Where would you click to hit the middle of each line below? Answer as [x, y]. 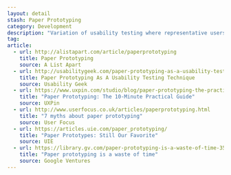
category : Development [40, 26]
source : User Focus [47, 122]
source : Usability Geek [54, 84]
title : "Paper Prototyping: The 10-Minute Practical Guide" [107, 97]
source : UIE [36, 142]
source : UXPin [40, 103]
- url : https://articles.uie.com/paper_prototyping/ [90, 129]
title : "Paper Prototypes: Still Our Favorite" [89, 135]
